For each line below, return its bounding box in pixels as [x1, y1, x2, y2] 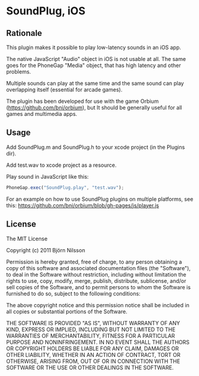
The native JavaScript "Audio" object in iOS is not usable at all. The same [6, 56, 186, 62]
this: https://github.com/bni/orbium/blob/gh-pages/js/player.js [6, 201, 160, 209]
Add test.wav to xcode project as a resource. [6, 161, 117, 169]
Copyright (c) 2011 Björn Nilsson [6, 246, 85, 253]
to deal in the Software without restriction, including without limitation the [6, 271, 186, 278]
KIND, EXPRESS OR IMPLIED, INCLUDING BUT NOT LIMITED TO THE [6, 326, 176, 333]
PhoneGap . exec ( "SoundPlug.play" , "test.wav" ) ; [6, 184, 124, 191]
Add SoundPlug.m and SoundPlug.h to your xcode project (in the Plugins [6, 143, 185, 151]
